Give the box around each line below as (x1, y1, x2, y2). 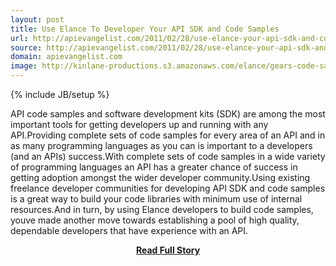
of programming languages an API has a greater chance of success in (10, 161, 298, 173)
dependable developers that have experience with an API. (10, 225, 249, 236)
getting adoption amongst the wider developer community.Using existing (10, 172, 311, 183)
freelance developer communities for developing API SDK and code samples (10, 182, 326, 194)
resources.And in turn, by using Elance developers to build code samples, (10, 204, 314, 215)
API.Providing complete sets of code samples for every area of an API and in (10, 129, 326, 141)
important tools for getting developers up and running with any (10, 119, 269, 130)
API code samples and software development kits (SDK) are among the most (10, 108, 326, 120)
